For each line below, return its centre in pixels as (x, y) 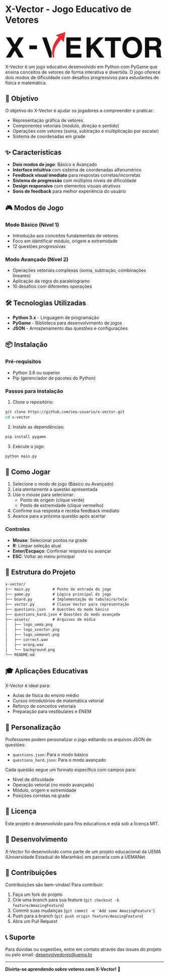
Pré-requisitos (23, 361)
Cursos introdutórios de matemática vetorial (58, 701)
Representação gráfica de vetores (48, 120)
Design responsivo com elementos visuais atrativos (66, 186)
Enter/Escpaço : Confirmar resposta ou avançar (62, 551)
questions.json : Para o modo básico (50, 755)
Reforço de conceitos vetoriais (44, 706)
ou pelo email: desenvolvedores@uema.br (49, 955)
